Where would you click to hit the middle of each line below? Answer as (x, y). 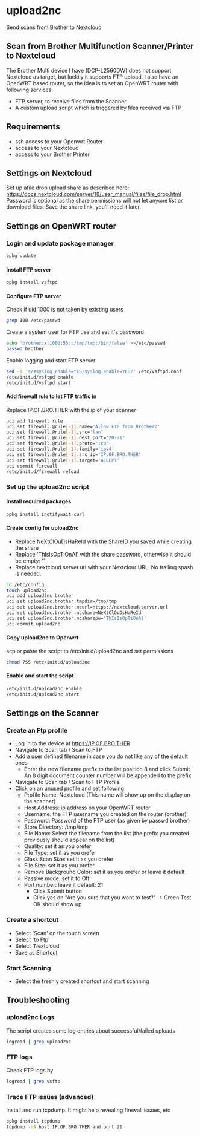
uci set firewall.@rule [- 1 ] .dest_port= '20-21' (66, 438)
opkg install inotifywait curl (45, 514)
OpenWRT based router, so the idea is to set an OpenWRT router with (92, 83)
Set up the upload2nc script (48, 487)
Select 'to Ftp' (32, 939)
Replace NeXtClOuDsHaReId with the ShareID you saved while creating (103, 541)
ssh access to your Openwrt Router (59, 141)
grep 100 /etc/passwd (33, 321)
